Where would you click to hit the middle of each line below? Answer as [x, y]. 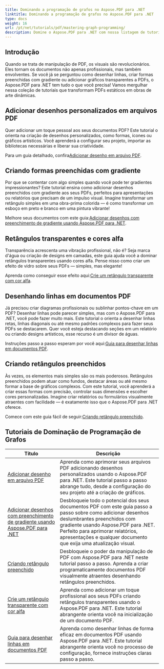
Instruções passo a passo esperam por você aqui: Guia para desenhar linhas [82, 344]
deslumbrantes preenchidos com [98, 519]
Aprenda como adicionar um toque [100, 590]
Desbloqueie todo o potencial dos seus [104, 500]
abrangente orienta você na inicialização [106, 614]
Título [31, 453]
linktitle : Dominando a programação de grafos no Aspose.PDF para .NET [79, 14]
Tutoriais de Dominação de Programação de [73, 432]
